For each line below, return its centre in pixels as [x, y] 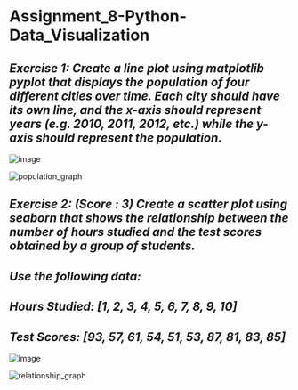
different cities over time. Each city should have [145, 96]
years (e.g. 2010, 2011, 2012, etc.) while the [132, 123]
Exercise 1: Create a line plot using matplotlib [137, 68]
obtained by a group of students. [102, 246]
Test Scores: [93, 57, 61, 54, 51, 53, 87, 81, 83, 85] [148, 337]
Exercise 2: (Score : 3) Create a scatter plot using [149, 204]
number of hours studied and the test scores [136, 232]
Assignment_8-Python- [98, 16]
